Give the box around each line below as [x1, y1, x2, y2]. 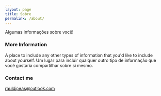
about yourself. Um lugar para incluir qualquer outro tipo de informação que [5, 57, 157, 63]
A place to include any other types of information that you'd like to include [5, 52, 153, 58]
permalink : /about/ [5, 16, 45, 21]
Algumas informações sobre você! [5, 29, 74, 35]
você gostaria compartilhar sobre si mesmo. [5, 62, 93, 68]
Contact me [5, 74, 33, 81]
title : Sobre [5, 12, 32, 16]
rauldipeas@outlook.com [5, 85, 55, 91]
